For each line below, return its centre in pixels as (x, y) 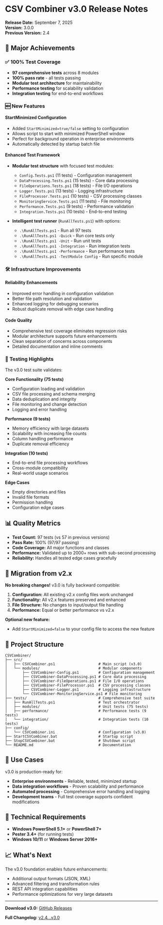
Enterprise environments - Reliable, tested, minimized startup (74, 781)
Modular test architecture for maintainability (57, 83)
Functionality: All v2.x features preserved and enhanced (69, 600)
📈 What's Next (28, 855)
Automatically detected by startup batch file (56, 144)
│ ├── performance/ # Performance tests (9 (76, 711)
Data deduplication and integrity (44, 399)
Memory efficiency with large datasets (50, 428)
